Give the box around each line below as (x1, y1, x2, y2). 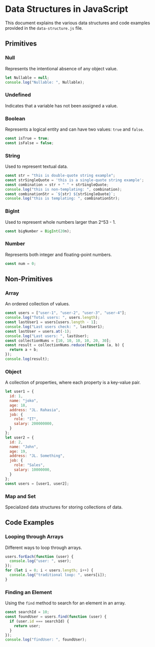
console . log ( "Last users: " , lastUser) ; (5, 333, 90, 339)
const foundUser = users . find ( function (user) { (5, 614, 107, 619)
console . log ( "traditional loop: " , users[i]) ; (9, 573, 107, 578)
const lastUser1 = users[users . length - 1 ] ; (5, 320, 98, 325)
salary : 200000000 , (14, 421, 54, 426)
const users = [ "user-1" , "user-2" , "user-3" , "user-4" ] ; (5, 310, 126, 315)
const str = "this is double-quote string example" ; (5, 173, 116, 178)
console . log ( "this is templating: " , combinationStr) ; (5, 196, 120, 201)
